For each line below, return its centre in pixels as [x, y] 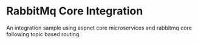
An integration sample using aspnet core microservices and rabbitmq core [99, 28]
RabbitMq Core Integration [75, 11]
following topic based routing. [43, 34]
